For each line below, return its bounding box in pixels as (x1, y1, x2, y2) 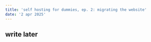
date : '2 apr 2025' (5, 12, 46, 17)
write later (5, 30, 38, 39)
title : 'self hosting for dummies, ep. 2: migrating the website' (5, 7, 147, 12)
